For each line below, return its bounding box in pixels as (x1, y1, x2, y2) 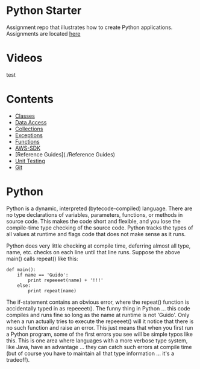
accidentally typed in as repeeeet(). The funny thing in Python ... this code (6, 304, 191, 312)
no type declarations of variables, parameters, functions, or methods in (6, 211, 183, 218)
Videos (6, 51, 43, 65)
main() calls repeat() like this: (6, 255, 78, 262)
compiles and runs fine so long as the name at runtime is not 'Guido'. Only (6, 311, 190, 318)
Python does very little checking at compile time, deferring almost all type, (6, 242, 191, 249)
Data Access (14, 118, 47, 126)
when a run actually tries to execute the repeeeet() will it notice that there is (6, 318, 194, 325)
